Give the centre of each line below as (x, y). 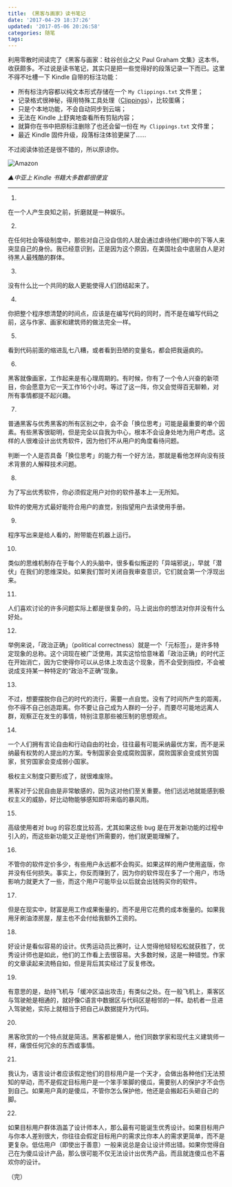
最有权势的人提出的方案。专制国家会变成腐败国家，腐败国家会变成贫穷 (113, 753)
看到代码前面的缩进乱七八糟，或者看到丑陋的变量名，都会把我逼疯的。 (107, 350)
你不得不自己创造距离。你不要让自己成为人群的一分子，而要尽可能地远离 (110, 708)
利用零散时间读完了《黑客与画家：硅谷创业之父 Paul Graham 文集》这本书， (115, 60)
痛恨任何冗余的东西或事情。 (59, 1045)
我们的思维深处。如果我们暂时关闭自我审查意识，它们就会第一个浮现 (122, 572)
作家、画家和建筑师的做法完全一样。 (83, 322)
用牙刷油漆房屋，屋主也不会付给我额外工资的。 (74, 918)
